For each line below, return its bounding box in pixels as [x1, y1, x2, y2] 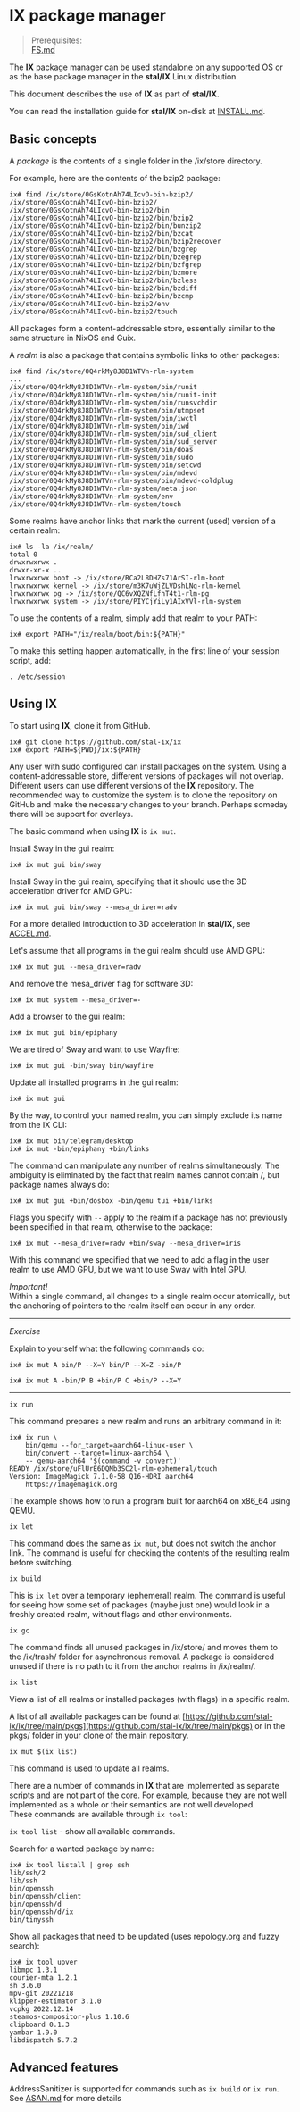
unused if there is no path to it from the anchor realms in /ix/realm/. [9, 1660, 256, 1671]
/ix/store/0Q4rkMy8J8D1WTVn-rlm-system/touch [9, 499, 181, 509]
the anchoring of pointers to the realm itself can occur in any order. [9, 1300, 256, 1311]
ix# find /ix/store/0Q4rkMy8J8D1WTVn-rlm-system [9, 367, 194, 376]
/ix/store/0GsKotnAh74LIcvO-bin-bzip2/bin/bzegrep [9, 252, 202, 262]
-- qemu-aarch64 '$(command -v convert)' [25, 1457, 181, 1465]
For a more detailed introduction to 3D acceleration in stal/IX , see [9, 918, 251, 929]
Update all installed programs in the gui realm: [9, 1077, 179, 1088]
